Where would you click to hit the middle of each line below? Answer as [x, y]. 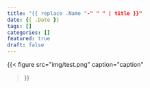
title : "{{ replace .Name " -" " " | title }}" [75, 13]
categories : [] [29, 32]
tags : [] [20, 26]
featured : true [29, 39]
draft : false [26, 45]
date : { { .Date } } [33, 20]
